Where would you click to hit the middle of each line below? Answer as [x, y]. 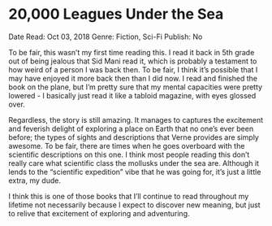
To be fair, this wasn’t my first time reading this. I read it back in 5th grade [132, 52]
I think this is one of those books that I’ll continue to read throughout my [129, 196]
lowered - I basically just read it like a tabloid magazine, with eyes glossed [132, 95]
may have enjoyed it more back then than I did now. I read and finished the [133, 78]
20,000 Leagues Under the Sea [116, 14]
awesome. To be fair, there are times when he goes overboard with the [127, 146]
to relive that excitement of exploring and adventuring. [99, 213]
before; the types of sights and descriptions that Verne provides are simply [134, 137]
